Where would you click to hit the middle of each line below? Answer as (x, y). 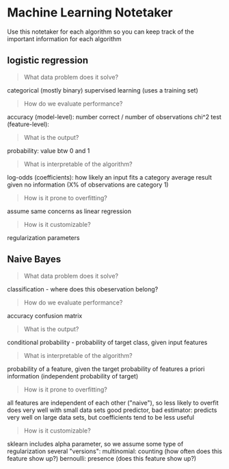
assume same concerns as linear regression (69, 211)
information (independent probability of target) (73, 376)
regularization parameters (43, 237)
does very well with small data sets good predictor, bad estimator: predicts (112, 410)
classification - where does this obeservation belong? (83, 289)
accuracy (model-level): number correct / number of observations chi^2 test (114, 117)
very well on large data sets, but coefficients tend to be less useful (101, 417)
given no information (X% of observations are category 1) (88, 184)
